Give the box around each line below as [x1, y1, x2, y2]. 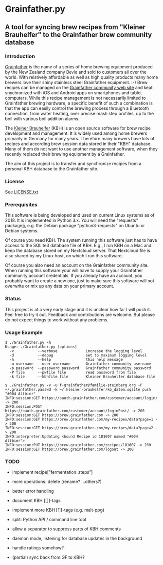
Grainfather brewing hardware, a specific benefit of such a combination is [5, 100, 153, 106]
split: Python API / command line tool [12, 517, 87, 523]
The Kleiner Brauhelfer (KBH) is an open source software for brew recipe [5, 125, 151, 131]
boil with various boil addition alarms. [5, 116, 80, 122]
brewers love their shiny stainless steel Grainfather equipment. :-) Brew [5, 79, 148, 85]
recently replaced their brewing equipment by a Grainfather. [5, 151, 125, 157]
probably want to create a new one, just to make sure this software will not [5, 278, 155, 284]
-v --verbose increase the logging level [9, 349, 143, 354]
